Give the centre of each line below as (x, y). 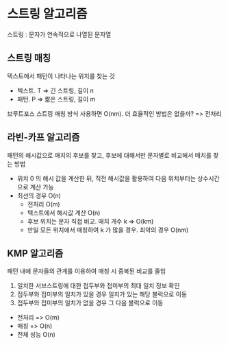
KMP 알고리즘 (35, 253)
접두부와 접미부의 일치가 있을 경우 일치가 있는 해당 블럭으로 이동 (102, 294)
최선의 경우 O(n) (39, 195)
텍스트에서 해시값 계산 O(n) (64, 213)
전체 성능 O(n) (36, 335)
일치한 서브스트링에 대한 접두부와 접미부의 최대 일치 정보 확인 (98, 286)
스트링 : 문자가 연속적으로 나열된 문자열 (59, 34)
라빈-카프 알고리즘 (43, 138)
